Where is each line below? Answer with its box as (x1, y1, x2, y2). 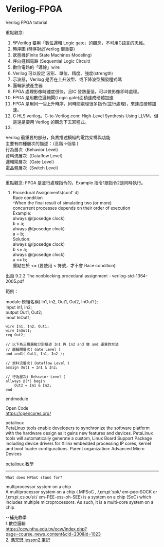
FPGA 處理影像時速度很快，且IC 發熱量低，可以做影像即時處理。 (12, 89, 142, 94)
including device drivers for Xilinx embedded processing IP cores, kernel (5, 440, 151, 446)
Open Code (5, 405, 29, 411)
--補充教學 (5, 514, 27, 520)
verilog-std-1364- (111, 273, 148, 278)
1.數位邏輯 (5, 520, 26, 526)
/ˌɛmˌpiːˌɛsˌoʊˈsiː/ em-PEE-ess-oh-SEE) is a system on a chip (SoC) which (5, 494, 151, 500)
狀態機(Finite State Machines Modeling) (12, 52, 92, 58)
